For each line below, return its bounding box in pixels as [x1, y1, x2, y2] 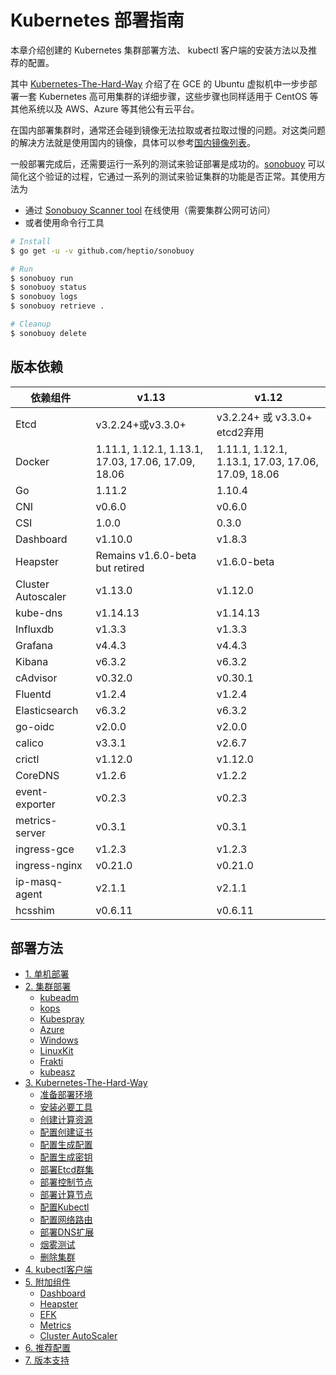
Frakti [39, 1056, 64, 1068]
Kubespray [39, 1013, 85, 1025]
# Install [10, 236, 52, 246]
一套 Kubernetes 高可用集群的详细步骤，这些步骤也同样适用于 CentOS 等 [18, 90, 319, 102]
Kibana [15, 654, 49, 668]
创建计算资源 [39, 1114, 93, 1126]
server [15, 826, 47, 840]
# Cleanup [10, 319, 52, 330]
